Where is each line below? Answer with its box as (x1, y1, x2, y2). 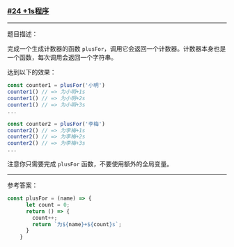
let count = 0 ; (25, 201, 70, 208)
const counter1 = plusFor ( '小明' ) (7, 82, 106, 89)
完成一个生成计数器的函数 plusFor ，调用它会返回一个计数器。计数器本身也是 (7, 45, 226, 53)
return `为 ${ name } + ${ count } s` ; (32, 221, 122, 228)
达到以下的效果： (7, 68, 56, 77)
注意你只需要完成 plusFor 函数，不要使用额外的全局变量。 (7, 160, 173, 168)
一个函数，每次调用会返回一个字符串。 (7, 54, 117, 62)
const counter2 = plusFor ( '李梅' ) (7, 120, 106, 127)
